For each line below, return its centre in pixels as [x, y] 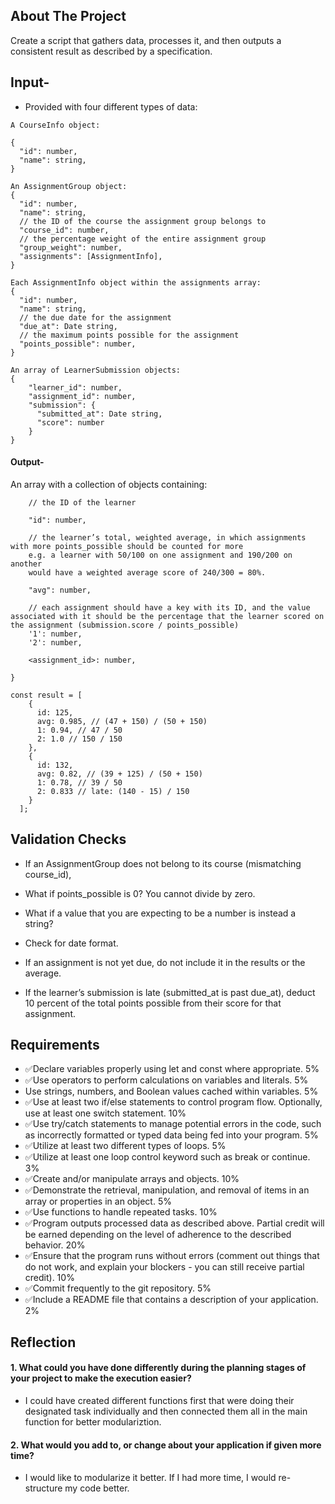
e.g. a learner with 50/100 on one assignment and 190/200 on [160, 555]
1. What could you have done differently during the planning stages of [158, 1368]
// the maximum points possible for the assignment [129, 335]
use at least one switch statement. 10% [105, 1113]
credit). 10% [49, 1278]
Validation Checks [68, 839]
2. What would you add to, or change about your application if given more [166, 1445]
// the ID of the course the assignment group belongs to [143, 221]
